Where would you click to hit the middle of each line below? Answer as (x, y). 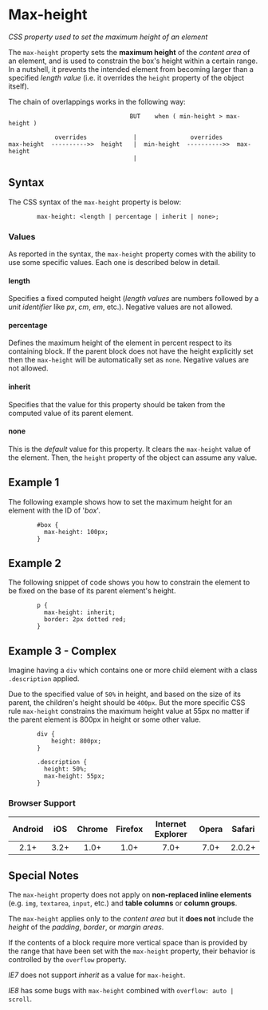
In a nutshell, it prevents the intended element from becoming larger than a (131, 69)
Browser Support (42, 803)
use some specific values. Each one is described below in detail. (114, 263)
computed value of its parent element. (71, 413)
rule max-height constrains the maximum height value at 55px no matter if (129, 711)
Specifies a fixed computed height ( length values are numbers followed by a (134, 299)
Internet (171, 824)
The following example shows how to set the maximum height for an (120, 501)
